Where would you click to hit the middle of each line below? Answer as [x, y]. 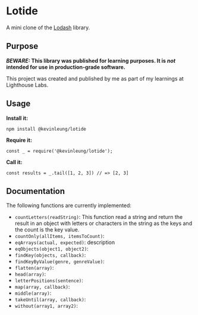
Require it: [19, 140]
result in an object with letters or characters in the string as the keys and [103, 223]
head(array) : [30, 274]
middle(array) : [33, 293]
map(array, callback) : [42, 287]
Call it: [14, 162]
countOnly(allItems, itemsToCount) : [60, 236]
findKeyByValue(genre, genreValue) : [60, 261]
